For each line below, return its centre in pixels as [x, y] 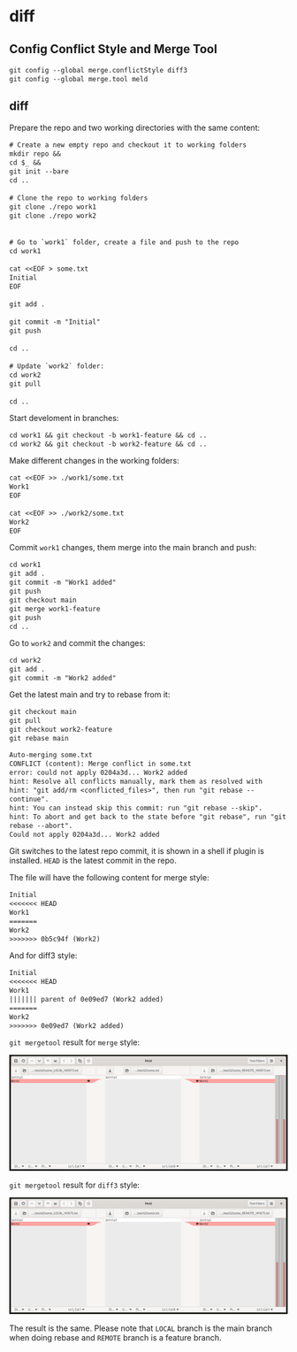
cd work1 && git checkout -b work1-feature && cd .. [108, 435]
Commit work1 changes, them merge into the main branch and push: [133, 547]
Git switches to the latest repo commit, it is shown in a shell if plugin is [137, 850]
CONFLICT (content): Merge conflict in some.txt [100, 764]
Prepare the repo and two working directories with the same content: [135, 127]
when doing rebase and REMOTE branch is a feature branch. [115, 1338]
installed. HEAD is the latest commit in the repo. [93, 860]
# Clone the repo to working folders [79, 198]
